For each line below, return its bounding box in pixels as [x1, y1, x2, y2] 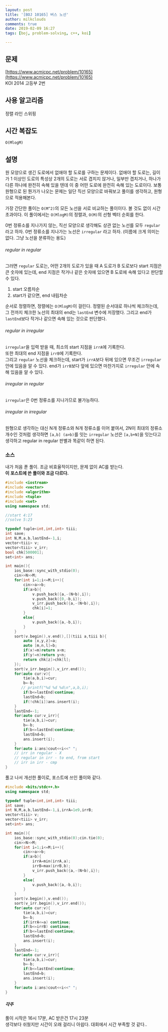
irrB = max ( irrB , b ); [32, 863, 71, 868]
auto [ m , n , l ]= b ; [23, 643, 57, 648]
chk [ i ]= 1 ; [32, 606, 53, 611]
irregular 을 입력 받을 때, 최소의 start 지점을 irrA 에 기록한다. [5, 344, 126, 350]
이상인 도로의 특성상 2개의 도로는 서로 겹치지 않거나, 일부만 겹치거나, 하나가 [13, 176, 161, 182]
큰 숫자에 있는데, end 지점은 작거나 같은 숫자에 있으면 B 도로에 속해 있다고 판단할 [5, 269, 163, 275]
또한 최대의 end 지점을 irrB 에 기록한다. [5, 350, 82, 356]
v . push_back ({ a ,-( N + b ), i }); [32, 592, 92, 597]
